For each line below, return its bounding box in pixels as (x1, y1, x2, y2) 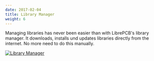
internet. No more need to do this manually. (5, 41, 94, 47)
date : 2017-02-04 (5, 7, 41, 12)
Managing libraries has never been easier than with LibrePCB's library (5, 30, 149, 36)
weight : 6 (5, 16, 26, 21)
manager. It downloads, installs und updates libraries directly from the (5, 35, 149, 41)
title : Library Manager (5, 12, 55, 17)
